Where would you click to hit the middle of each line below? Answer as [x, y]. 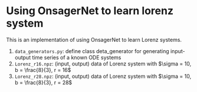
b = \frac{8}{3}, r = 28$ [43, 82]
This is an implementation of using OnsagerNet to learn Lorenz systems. [94, 40]
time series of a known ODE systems [77, 57]
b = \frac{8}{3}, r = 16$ [43, 70]
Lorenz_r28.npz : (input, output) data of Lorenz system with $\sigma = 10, [103, 76]
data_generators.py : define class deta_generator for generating [92, 51]
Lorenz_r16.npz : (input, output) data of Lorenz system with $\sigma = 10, [103, 64]
